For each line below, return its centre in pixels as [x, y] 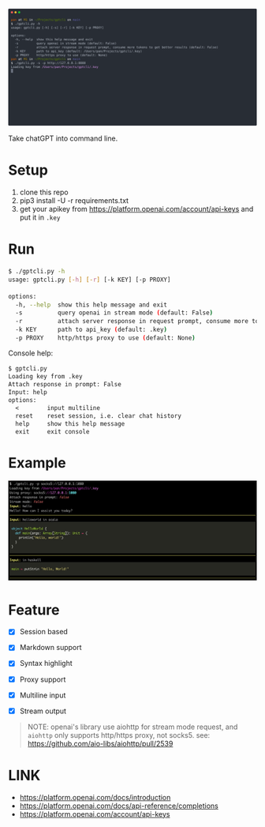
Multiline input [43, 695]
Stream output [43, 711]
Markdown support [50, 648]
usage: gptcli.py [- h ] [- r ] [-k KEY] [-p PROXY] [90, 280]
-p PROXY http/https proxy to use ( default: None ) [105, 338]
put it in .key [40, 217]
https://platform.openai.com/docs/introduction [95, 797]
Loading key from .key [45, 376]
